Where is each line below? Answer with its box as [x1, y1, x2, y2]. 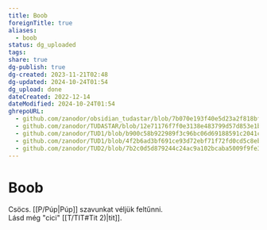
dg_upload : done [8, 85, 62, 94]
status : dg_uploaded [8, 41, 77, 49]
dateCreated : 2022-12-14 [8, 93, 91, 101]
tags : [8, 48, 26, 56]
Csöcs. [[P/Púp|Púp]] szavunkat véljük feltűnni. [8, 205, 163, 214]
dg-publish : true [8, 63, 66, 71]
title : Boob [8, 11, 48, 20]
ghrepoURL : [8, 108, 44, 116]
